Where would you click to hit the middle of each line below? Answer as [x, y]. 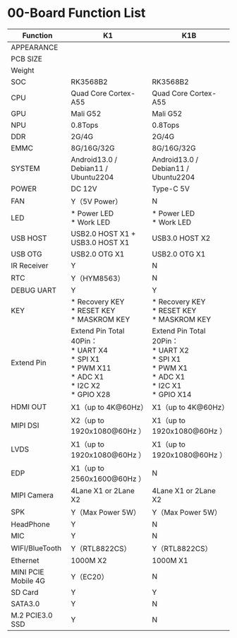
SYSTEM [25, 168]
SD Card [25, 592]
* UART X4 [89, 350]
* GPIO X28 [91, 394]
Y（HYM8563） [98, 278]
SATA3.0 [25, 603]
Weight [23, 70]
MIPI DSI [25, 425]
